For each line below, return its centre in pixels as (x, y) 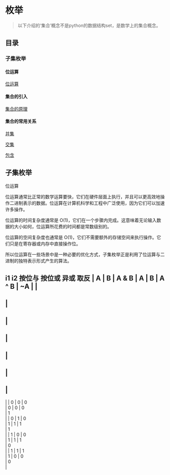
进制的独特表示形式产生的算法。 (38, 261)
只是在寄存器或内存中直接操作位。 (45, 244)
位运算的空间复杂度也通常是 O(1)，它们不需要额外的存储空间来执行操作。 (81, 237)
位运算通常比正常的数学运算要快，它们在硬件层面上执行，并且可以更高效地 (83, 196)
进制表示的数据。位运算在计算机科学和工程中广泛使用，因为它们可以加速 (89, 203)
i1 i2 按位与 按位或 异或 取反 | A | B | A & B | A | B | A (85, 278)
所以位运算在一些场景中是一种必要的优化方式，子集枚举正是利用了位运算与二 (85, 254)
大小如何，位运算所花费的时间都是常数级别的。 (63, 226)
